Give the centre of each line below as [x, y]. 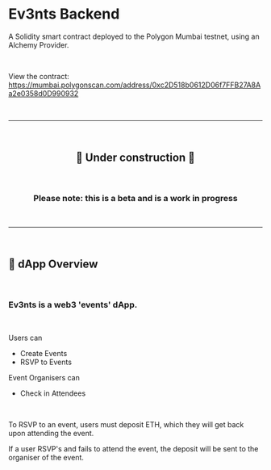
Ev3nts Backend [64, 14]
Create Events [44, 354]
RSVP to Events [46, 362]
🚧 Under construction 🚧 [135, 158]
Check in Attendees [53, 393]
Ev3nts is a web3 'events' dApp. [73, 304]
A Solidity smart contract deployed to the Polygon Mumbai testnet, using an [134, 36]
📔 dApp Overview [53, 264]
